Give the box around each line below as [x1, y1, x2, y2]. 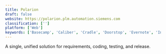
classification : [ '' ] [5, 21, 50, 26]
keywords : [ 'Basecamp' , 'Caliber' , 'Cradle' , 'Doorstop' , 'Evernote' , [5, 30, 154, 35]
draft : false [5, 12, 32, 17]
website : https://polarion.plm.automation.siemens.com [5, 16, 121, 21]
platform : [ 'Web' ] [5, 26, 43, 30]
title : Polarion [5, 7, 39, 12]
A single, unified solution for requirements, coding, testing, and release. [5, 44, 151, 49]
